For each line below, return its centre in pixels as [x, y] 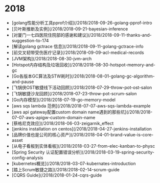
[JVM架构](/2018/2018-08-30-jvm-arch [52, 58]
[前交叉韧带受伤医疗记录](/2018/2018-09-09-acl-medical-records [78, 52]
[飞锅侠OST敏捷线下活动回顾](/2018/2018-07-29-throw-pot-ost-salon [82, 87]
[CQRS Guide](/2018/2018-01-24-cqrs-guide [57, 175]
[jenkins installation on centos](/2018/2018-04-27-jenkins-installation [82, 129]
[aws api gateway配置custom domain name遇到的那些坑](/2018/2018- [82, 112]
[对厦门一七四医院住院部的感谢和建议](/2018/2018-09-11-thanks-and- [82, 35]
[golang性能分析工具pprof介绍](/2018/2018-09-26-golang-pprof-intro [82, 23]
